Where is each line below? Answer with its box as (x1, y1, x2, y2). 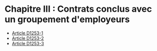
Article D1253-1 (11, 30, 43, 36)
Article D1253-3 (11, 40, 44, 46)
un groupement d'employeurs (4, 14, 130, 25)
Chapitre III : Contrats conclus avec (4, 3, 152, 15)
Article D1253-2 (11, 35, 44, 41)
